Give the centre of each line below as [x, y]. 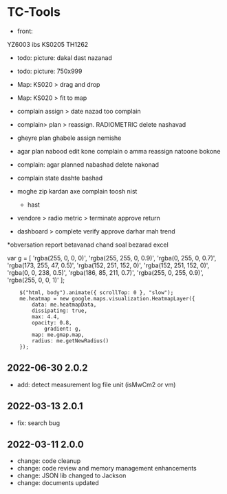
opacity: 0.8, [52, 322]
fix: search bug [39, 423]
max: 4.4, [46, 317]
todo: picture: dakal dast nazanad [64, 58]
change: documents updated [58, 483]
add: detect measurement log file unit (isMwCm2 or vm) [96, 384]
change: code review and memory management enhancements [107, 469]
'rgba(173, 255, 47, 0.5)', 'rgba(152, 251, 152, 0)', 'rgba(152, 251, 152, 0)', [108, 265]
